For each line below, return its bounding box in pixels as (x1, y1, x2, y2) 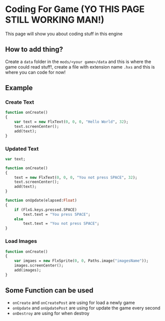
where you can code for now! (5, 69, 66, 75)
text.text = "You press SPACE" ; (23, 212, 91, 217)
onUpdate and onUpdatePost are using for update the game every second (12, 304, 161, 311)
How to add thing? (5, 45, 63, 54)
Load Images (5, 238, 37, 245)
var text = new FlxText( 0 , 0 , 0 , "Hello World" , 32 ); (14, 119, 128, 125)
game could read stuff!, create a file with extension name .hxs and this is (5, 64, 155, 70)
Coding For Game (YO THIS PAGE (5, 4, 145, 15)
